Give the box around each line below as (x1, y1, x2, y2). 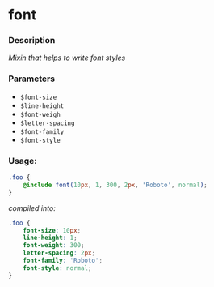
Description (8, 35, 56, 46)
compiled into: (8, 203, 57, 212)
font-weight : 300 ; (23, 242, 85, 250)
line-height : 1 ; (23, 233, 78, 242)
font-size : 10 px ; (23, 226, 82, 234)
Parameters (8, 73, 55, 84)
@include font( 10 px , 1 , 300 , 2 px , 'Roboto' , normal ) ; (23, 181, 208, 189)
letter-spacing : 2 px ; (23, 249, 95, 257)
